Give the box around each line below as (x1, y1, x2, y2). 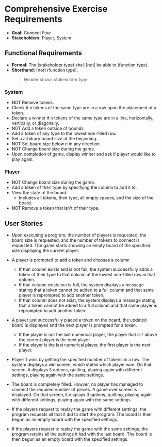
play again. (11, 156, 34, 162)
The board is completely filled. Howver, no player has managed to (11, 381, 144, 387)
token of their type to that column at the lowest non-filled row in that (18, 272, 156, 278)
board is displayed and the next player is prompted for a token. (11, 322, 137, 328)
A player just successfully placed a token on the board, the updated (11, 317, 147, 323)
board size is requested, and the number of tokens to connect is (11, 237, 140, 243)
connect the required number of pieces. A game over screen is (11, 387, 137, 393)
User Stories (4, 219, 43, 228)
